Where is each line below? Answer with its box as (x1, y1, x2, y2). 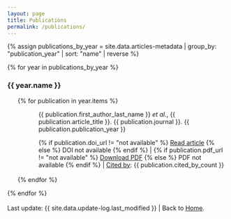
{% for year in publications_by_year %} (7, 63, 119, 72)
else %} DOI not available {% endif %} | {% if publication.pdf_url (38, 146, 223, 154)
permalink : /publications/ (7, 23, 86, 30)
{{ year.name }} (7, 81, 61, 91)
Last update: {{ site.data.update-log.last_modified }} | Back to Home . (7, 204, 204, 212)
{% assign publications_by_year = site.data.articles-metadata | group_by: (7, 43, 217, 51)
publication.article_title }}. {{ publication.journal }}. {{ (38, 117, 190, 126)
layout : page (7, 10, 45, 17)
